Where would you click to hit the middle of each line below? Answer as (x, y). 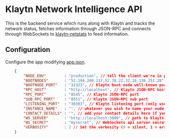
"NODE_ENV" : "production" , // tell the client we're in (93, 76)
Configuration (28, 50)
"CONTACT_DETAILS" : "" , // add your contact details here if (90, 113)
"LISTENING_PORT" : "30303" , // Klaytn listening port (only (90, 104)
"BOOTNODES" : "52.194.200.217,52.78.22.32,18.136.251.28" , (95, 81)
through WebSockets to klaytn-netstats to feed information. (67, 34)
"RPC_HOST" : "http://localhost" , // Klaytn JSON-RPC (89, 90)
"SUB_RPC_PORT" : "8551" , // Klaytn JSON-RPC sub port (86, 99)
